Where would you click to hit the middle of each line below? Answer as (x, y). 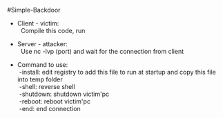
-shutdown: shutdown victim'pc (64, 94)
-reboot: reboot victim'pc (55, 101)
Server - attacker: (42, 44)
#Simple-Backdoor (34, 10)
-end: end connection (50, 109)
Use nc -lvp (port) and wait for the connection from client (102, 51)
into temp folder (40, 79)
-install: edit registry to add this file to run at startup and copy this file (117, 72)
